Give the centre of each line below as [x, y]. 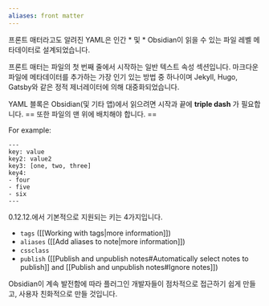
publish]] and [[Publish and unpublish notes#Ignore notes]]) [119, 267]
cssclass [35, 251]
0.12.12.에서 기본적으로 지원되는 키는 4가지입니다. [86, 217]
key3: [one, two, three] [50, 165]
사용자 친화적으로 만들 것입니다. [68, 293]
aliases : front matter [46, 16]
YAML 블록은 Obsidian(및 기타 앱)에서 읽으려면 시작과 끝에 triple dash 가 [124, 104]
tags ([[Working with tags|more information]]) [95, 233]
